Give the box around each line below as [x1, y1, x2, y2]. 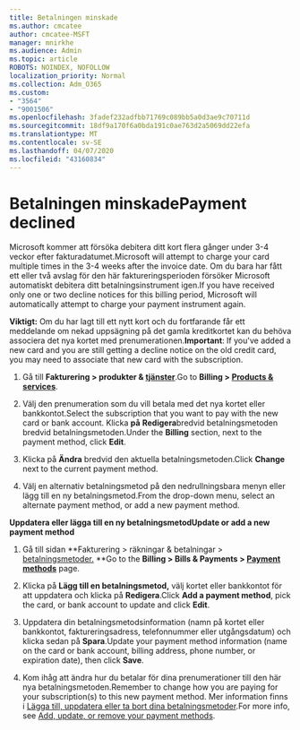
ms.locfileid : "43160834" [9, 154, 106, 164]
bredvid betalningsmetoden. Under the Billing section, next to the [21, 427, 262, 438]
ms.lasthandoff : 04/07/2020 [9, 146, 115, 155]
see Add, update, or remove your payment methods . [21, 710, 216, 721]
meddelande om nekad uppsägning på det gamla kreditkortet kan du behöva [9, 326, 292, 337]
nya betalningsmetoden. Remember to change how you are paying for [21, 682, 279, 692]
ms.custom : [9, 88, 50, 97]
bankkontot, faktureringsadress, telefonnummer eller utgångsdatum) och [21, 626, 291, 637]
